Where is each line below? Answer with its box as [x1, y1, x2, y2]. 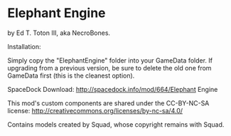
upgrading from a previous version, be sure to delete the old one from [7, 63, 212, 72]
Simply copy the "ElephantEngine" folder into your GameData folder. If [7, 56, 213, 65]
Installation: [7, 42, 41, 51]
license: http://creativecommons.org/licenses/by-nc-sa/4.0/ [7, 106, 183, 115]
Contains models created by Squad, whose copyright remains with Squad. [7, 120, 225, 129]
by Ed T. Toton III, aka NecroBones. [7, 28, 111, 37]
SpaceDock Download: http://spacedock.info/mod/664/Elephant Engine [7, 85, 218, 93]
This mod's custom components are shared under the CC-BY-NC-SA [7, 98, 210, 108]
